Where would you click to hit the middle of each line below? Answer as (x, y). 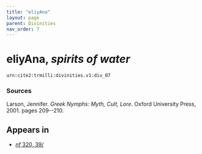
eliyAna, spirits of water (68, 59)
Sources (19, 91)
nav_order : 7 (23, 29)
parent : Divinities (31, 23)
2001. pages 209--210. (35, 111)
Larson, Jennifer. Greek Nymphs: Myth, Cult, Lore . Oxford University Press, (101, 104)
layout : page (23, 18)
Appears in (28, 130)
